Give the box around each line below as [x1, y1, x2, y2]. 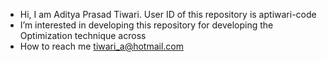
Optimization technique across [19, 30, 147, 41]
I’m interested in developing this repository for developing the [19, 19, 274, 31]
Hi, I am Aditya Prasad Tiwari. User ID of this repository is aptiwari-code [19, 9, 317, 20]
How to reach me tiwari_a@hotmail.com [19, 40, 184, 52]
